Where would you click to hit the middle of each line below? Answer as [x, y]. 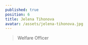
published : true [22, 10]
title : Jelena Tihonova [30, 19]
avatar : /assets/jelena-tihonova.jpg [44, 24]
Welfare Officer [33, 38]
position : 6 [17, 14]
